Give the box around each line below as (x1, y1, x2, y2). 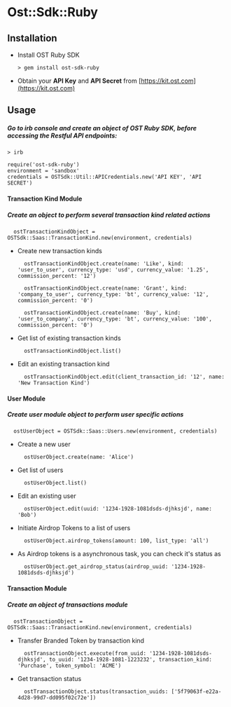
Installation (7, 32, 57, 44)
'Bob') (17, 511, 37, 519)
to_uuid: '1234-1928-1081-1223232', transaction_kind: (48, 656, 212, 664)
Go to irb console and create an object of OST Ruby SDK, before (7, 123, 197, 132)
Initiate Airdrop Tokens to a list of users (17, 524, 131, 532)
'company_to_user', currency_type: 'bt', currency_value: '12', (17, 290, 209, 298)
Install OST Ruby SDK (17, 50, 80, 59)
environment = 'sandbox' (7, 168, 80, 175)
